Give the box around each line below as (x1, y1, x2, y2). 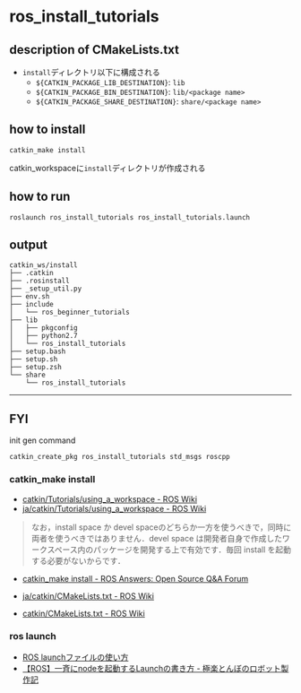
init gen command (9, 435, 76, 446)
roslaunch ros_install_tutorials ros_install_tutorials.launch (9, 212, 251, 221)
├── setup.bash (9, 347, 66, 356)
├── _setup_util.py (9, 284, 82, 293)
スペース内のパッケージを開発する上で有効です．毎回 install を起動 (47, 544, 292, 555)
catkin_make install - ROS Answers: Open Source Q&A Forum (21, 573, 249, 584)
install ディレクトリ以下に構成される (21, 67, 160, 77)
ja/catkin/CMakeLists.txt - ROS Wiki (21, 590, 155, 602)
